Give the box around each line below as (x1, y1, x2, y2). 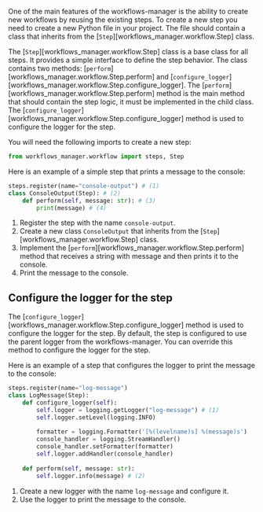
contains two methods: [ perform (8, 64, 111, 73)
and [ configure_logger (156, 72, 230, 81)
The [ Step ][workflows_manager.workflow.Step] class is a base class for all (8, 47, 249, 56)
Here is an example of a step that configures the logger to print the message (8, 361, 255, 370)
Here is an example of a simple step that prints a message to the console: (8, 167, 246, 176)
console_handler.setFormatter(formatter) (36, 443, 174, 451)
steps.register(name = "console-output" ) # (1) (8, 182, 159, 190)
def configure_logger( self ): (22, 399, 118, 407)
